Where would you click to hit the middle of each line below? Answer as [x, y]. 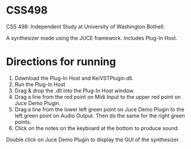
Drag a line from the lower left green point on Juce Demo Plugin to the [99, 109]
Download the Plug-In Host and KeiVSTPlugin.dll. [74, 78]
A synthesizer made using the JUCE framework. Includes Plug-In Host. [92, 38]
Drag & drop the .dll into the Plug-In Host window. [75, 90]
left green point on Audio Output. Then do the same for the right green [100, 115]
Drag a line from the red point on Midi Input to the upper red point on [98, 97]
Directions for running [61, 62]
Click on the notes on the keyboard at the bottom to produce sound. [97, 128]
